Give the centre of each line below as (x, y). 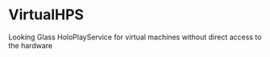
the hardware (31, 45)
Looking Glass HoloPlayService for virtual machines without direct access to (135, 37)
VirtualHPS (46, 15)
